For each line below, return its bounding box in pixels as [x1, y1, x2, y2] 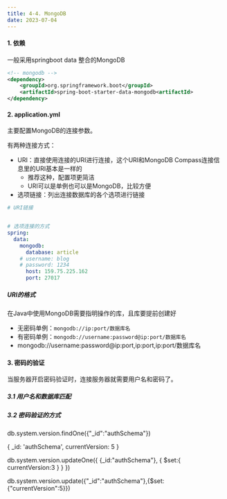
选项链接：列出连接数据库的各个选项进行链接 [17, 191, 145, 199]
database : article [25, 249, 79, 256]
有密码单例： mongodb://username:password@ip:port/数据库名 [17, 333, 187, 340]
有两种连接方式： [7, 141, 56, 150]
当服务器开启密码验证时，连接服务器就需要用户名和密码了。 [7, 375, 177, 383]
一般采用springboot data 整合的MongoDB [7, 55, 125, 64]
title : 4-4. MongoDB [7, 10, 67, 17]
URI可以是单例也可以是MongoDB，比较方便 [27, 182, 152, 191]
